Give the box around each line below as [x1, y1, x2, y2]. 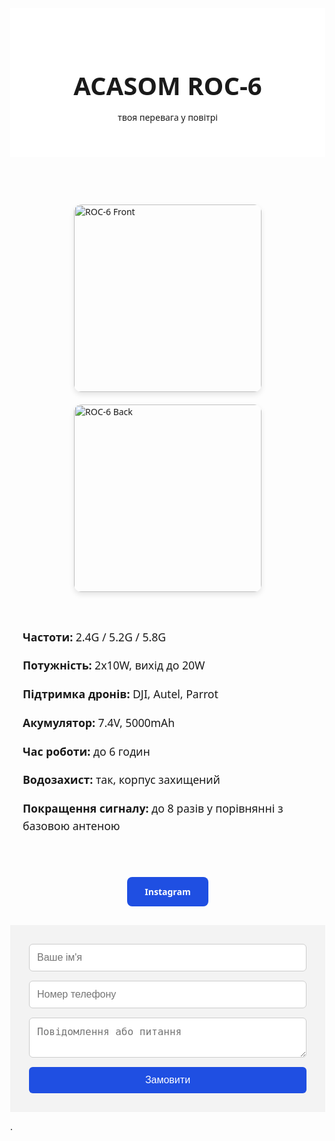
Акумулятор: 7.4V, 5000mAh [22, 714, 176, 731]
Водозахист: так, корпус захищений [22, 772, 221, 788]
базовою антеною [22, 818, 121, 834]
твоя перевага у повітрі [117, 111, 218, 124]
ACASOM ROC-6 [73, 68, 263, 103]
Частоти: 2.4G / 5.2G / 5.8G [22, 628, 167, 645]
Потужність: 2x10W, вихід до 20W [22, 657, 206, 674]
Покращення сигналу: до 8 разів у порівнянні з [22, 800, 284, 816]
